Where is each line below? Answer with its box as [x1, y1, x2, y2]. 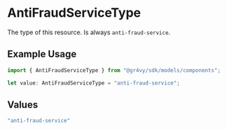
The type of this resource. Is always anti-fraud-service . [7, 28, 170, 36]
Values [7, 99, 39, 110]
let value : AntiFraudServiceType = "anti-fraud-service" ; [7, 79, 180, 87]
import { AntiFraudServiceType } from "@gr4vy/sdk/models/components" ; [7, 66, 221, 74]
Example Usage [7, 48, 77, 60]
